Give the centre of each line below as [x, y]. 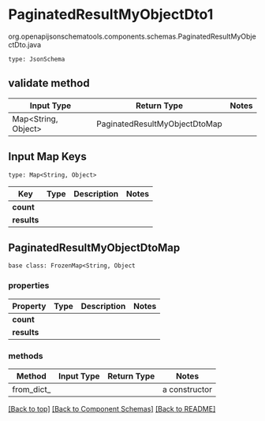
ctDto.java [25, 44]
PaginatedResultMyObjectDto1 [111, 15]
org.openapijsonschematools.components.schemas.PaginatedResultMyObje [132, 36]
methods [26, 356]
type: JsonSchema [37, 59]
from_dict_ [32, 389]
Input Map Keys [47, 156]
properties [29, 285]
